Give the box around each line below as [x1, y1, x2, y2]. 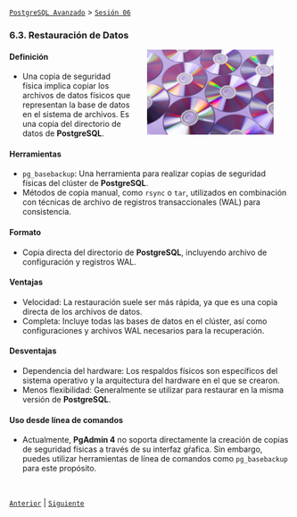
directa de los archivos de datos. [21, 306, 143, 317]
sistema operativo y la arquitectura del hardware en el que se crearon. [21, 375, 280, 386]
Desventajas [9, 345, 57, 356]
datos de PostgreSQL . [21, 128, 105, 139]
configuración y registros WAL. [21, 256, 136, 267]
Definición [9, 51, 49, 62]
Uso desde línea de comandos [9, 414, 123, 425]
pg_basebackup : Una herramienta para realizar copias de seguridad [21, 168, 266, 179]
